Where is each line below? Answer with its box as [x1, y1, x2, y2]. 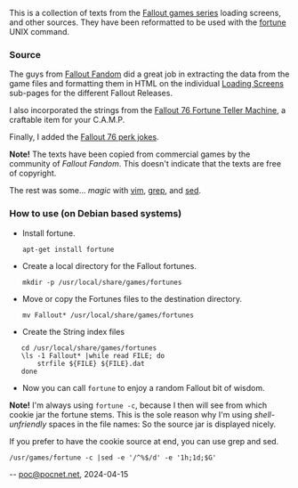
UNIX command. [9, 27, 69, 37]
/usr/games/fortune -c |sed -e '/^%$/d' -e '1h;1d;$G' [9, 453, 217, 462]
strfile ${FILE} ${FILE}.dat [36, 359, 145, 368]
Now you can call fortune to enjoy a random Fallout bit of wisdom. [21, 382, 265, 393]
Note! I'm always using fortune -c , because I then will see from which [9, 400, 268, 411]
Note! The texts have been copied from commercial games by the [9, 149, 251, 159]
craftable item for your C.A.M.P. [9, 115, 125, 126]
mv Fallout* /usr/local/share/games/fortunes [21, 311, 194, 320]
